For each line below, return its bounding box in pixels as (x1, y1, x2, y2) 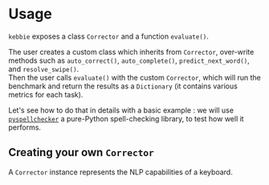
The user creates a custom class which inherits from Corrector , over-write (8, 47, 255, 56)
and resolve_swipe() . (8, 64, 79, 73)
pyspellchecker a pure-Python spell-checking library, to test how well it (8, 113, 244, 123)
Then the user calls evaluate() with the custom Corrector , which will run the (8, 72, 261, 82)
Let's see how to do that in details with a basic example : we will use (8, 105, 234, 115)
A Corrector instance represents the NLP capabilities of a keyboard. (8, 166, 233, 177)
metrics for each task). (8, 89, 84, 99)
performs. (8, 122, 42, 132)
